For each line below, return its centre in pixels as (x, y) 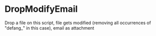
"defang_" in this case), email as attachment (49, 28)
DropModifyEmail (41, 9)
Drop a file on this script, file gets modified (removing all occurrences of (78, 23)
